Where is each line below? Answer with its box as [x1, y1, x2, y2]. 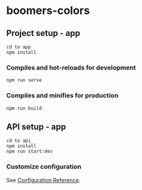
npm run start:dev [6, 149, 53, 155]
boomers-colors [6, 4, 90, 18]
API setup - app [6, 121, 66, 132]
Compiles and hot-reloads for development [6, 63, 137, 72]
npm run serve [6, 77, 42, 83]
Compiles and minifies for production [6, 91, 118, 100]
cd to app [6, 44, 32, 50]
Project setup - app [6, 28, 81, 38]
